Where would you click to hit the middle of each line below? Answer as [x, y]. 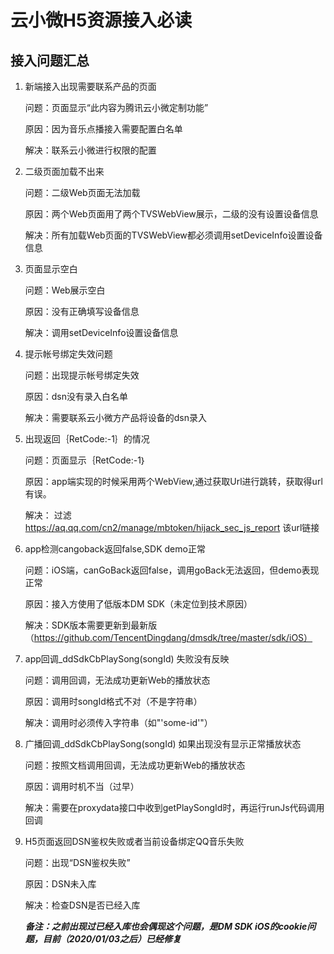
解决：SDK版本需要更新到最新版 [91, 625]
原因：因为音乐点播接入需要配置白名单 [103, 129]
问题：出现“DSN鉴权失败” [77, 862]
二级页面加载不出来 [64, 171]
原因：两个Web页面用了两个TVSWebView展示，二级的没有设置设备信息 [171, 214]
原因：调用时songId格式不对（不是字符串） [113, 701]
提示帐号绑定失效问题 [68, 354]
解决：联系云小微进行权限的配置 [90, 150]
